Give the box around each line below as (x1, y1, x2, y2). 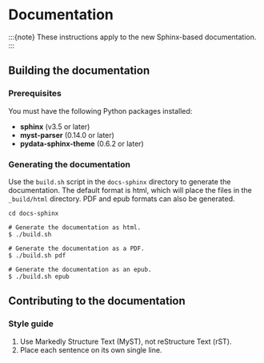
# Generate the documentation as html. (8, 223, 142, 232)
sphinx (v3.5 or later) (19, 122, 90, 131)
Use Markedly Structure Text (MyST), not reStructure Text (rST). (19, 337, 232, 346)
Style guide (8, 318, 54, 329)
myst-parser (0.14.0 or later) (19, 130, 114, 139)
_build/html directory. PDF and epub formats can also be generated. (8, 194, 235, 204)
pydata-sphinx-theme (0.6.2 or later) (19, 139, 144, 148)
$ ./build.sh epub (8, 272, 70, 280)
